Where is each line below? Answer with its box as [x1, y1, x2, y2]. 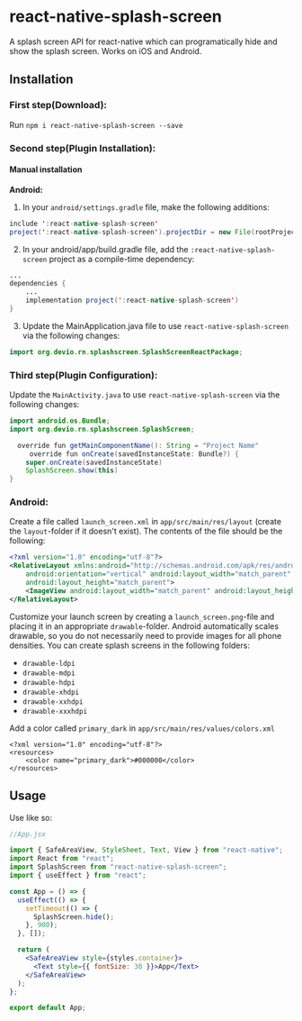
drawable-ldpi [22, 659, 75, 668]
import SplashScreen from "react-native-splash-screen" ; [9, 862, 227, 871]
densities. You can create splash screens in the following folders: [9, 640, 250, 651]
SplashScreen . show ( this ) [25, 466, 119, 475]
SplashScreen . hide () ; [32, 912, 115, 921]
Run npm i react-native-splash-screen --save [9, 119, 183, 130]
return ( [17, 945, 50, 954]
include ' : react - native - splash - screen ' [9, 219, 159, 228]
